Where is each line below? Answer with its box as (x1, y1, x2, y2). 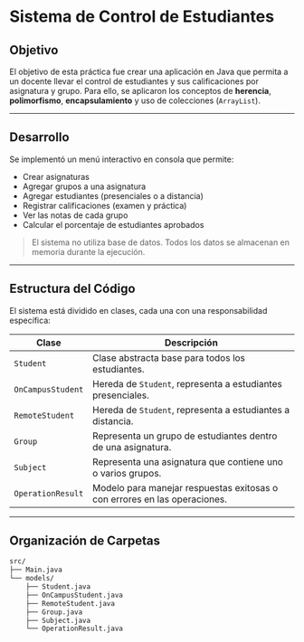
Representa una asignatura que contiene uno (91, 455, 283, 467)
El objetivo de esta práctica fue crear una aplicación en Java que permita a (9, 66, 289, 77)
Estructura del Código (9, 281, 136, 297)
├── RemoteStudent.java (25, 599, 116, 608)
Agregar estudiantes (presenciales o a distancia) (22, 190, 204, 201)
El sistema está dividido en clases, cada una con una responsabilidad (9, 305, 268, 316)
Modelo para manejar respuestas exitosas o (91, 481, 279, 494)
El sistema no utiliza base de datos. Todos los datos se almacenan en (31, 237, 290, 248)
